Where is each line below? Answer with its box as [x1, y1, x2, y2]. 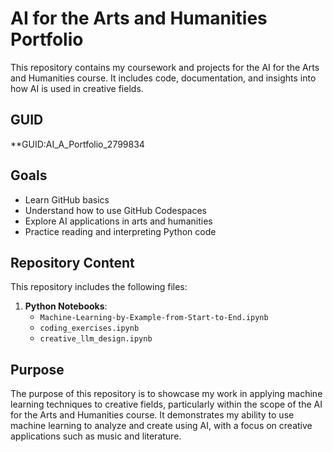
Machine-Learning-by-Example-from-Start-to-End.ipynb [39, 313, 269, 323]
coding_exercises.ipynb [39, 323, 140, 334]
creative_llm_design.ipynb [39, 334, 153, 344]
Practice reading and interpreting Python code [24, 225, 217, 237]
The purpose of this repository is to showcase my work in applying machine [10, 388, 323, 400]
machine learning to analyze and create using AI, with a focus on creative [10, 420, 313, 432]
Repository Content [10, 254, 135, 271]
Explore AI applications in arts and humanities [24, 215, 213, 227]
